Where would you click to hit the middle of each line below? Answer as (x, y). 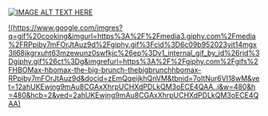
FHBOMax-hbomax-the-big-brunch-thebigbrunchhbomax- (105, 70)
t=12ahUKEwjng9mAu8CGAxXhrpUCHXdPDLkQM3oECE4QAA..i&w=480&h (132, 87)
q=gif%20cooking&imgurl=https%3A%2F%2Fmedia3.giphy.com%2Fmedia (132, 36)
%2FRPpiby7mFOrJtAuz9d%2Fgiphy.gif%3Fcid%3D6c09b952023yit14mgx (133, 44)
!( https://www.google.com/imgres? (66, 27)
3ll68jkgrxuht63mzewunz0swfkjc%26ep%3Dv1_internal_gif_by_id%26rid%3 (134, 53)
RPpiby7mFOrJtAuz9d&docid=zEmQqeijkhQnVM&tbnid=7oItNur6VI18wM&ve (134, 78)
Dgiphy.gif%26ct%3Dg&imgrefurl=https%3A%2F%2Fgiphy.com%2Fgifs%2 (133, 61)
